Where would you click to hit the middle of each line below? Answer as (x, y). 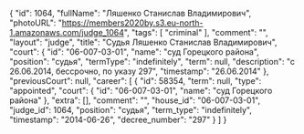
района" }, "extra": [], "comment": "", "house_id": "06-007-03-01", (135, 100)
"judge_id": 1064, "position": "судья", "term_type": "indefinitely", (131, 110)
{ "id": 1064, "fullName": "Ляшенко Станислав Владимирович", (131, 13)
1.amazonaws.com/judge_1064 (67, 32)
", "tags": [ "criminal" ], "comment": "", (196, 32)
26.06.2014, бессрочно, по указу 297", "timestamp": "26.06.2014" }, (139, 71)
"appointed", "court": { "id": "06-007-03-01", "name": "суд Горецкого (141, 91)
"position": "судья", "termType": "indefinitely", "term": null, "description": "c (152, 62)
